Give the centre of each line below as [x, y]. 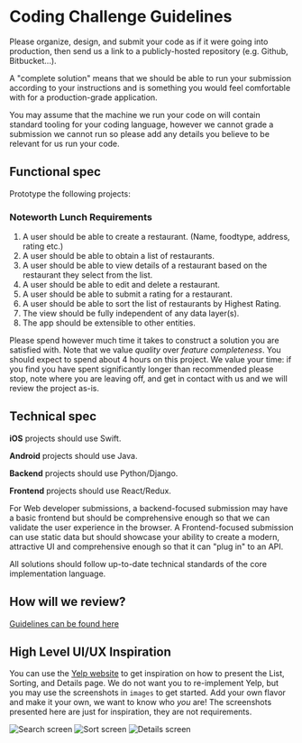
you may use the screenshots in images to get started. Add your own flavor [148, 693]
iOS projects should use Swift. [65, 438]
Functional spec [55, 172]
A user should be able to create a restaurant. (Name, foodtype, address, [156, 237]
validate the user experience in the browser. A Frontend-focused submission [151, 527]
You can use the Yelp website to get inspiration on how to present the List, [147, 674]
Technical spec [53, 417]
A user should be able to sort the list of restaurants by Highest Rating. [152, 304]
